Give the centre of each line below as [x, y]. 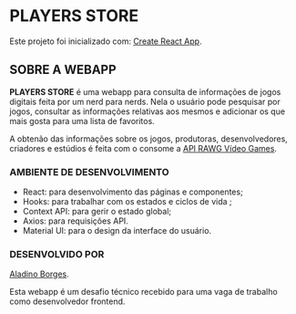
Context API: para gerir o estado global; [97, 212]
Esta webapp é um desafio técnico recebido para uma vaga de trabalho [143, 292]
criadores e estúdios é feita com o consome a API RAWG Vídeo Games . [143, 148]
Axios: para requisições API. [76, 221]
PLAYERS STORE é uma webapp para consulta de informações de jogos [145, 91]
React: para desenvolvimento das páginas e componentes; [133, 192]
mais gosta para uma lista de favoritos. [82, 120]
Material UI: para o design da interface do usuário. [117, 231]
